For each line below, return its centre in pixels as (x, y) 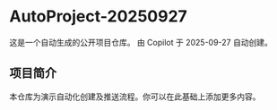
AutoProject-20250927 (99, 17)
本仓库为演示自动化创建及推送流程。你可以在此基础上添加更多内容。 (135, 97)
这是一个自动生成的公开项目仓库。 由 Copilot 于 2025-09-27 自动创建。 (141, 42)
